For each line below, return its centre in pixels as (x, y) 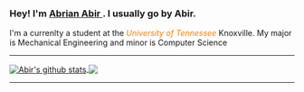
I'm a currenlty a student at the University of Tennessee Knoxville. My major (151, 33)
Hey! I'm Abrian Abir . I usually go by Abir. (103, 14)
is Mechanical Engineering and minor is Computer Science (119, 42)
